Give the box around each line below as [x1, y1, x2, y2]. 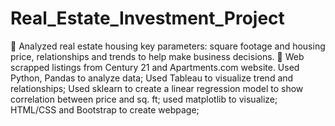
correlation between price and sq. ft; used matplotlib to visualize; [10, 93, 278, 105]
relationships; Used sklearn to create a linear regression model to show [10, 82, 304, 94]
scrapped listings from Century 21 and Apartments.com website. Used [10, 61, 300, 73]
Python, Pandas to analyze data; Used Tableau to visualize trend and [10, 72, 294, 84]
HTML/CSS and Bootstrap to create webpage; [10, 103, 200, 116]
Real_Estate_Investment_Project [10, 7, 285, 30]
